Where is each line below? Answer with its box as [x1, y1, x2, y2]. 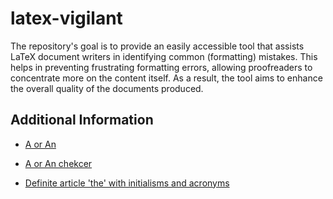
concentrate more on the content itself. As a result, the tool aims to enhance [10, 72, 323, 84]
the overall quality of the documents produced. [10, 82, 204, 94]
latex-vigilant [10, 7, 123, 30]
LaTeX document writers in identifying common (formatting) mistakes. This [10, 50, 318, 62]
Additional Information [10, 112, 154, 129]
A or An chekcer [24, 157, 93, 169]
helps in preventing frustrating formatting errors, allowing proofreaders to [10, 61, 313, 73]
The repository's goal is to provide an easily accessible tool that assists [10, 40, 305, 52]
